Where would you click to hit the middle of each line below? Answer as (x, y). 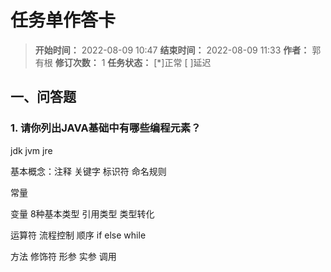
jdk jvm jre (31, 150)
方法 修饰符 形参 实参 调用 (63, 256)
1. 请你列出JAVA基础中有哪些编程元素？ (106, 128)
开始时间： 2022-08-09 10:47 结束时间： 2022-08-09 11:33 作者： (172, 50)
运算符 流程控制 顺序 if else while (78, 235)
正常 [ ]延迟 (188, 62)
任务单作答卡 (63, 20)
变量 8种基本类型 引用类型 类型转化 (82, 213)
